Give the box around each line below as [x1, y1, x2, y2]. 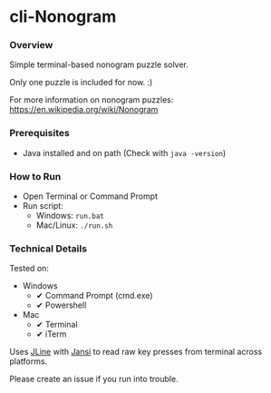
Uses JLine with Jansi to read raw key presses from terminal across [9, 347, 263, 358]
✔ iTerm [35, 329, 67, 339]
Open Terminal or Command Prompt [22, 191, 159, 201]
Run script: [22, 201, 63, 211]
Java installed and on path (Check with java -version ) [22, 147, 227, 158]
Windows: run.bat [35, 211, 104, 221]
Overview [9, 39, 53, 52]
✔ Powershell [35, 300, 87, 310]
